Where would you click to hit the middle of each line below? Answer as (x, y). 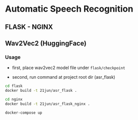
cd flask (14, 86)
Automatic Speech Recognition (69, 9)
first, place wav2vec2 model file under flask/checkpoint (69, 68)
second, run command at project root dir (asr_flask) (64, 77)
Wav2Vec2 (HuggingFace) (46, 43)
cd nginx (14, 100)
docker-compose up (24, 113)
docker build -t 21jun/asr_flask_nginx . (48, 104)
